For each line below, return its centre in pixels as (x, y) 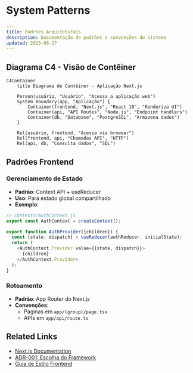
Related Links (32, 337)
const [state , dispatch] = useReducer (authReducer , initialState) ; (97, 237)
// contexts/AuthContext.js (41, 215)
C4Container (21, 81)
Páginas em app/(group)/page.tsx (66, 312)
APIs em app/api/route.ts (56, 317)
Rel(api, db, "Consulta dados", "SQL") (66, 144)
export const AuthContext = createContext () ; (63, 221)
